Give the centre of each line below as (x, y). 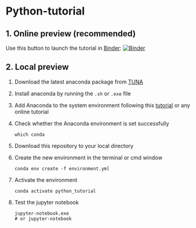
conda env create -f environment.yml (62, 169)
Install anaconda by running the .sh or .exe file (73, 93)
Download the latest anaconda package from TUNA (79, 82)
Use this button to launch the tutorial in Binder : (64, 48)
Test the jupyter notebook (47, 202)
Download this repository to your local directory (74, 146)
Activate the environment (46, 179)
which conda (29, 135)
